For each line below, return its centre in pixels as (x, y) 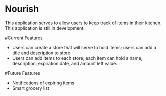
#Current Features (24, 38)
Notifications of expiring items (43, 83)
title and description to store (41, 53)
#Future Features (23, 73)
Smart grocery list (31, 88)
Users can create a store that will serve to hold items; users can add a (84, 47)
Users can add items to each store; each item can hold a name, (77, 58)
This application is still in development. (45, 28)
